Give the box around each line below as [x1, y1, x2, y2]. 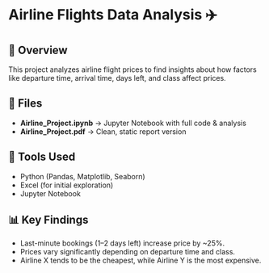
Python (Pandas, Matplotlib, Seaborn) [19, 171, 145, 181]
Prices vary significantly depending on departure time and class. [19, 247, 236, 257]
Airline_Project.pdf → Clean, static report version [19, 126, 187, 136]
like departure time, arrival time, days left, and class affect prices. [8, 73, 226, 82]
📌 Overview [8, 43, 68, 57]
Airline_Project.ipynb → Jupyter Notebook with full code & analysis [19, 118, 246, 128]
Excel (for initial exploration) [19, 180, 114, 190]
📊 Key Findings [8, 213, 89, 227]
